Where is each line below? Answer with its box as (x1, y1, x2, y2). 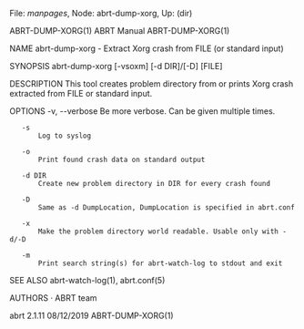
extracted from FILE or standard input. (9, 88, 153, 98)
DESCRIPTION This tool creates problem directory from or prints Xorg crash (9, 78, 294, 89)
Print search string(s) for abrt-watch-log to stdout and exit (37, 259, 283, 268)
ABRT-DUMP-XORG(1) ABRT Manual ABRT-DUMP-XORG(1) (9, 26, 230, 36)
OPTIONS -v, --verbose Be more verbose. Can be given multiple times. (9, 106, 276, 117)
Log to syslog (37, 131, 92, 140)
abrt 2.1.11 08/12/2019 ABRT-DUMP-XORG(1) (9, 310, 174, 321)
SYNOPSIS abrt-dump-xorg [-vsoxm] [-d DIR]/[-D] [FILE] (9, 61, 223, 71)
